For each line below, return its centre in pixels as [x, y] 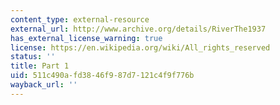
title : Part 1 [40, 66]
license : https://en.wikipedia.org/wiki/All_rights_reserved [140, 47]
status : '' [33, 57]
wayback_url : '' [44, 85]
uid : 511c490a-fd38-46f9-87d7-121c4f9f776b [102, 76]
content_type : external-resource [80, 19]
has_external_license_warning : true [86, 38]
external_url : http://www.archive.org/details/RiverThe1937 [138, 29]
